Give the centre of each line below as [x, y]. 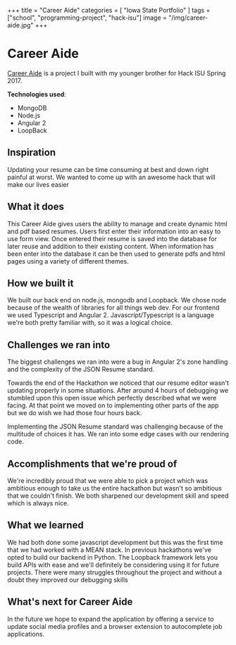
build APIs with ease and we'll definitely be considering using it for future [113, 565]
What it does [36, 207]
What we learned [45, 526]
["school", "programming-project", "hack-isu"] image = [87, 18]
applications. [26, 634]
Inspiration [32, 153]
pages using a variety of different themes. [68, 261]
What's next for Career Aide [70, 602]
